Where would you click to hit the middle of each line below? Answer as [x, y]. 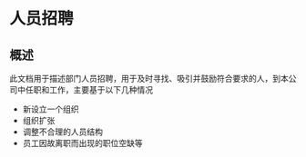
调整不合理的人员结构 [62, 132]
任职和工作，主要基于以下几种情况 [89, 90]
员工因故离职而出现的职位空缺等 [82, 143]
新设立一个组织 [51, 109]
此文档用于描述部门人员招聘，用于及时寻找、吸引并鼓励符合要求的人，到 [145, 78]
